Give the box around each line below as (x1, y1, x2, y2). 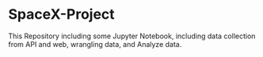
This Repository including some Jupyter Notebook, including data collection (8, 31, 256, 41)
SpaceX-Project (8, 5, 115, 23)
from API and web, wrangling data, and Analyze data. (8, 39, 182, 48)
